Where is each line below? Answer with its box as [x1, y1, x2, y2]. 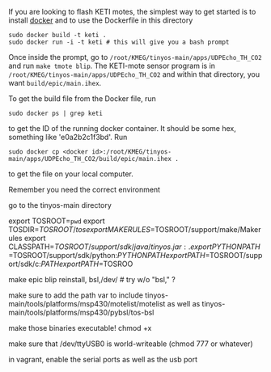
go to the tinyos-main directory [8, 201, 112, 209]
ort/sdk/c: [8, 259, 42, 268]
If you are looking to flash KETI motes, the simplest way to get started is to [8, 7, 256, 16]
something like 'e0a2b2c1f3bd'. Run [8, 133, 128, 142]
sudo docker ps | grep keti [8, 109, 104, 117]
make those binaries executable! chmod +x [8, 323, 152, 332]
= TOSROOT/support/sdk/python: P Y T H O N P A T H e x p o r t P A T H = [8, 251, 210, 260]
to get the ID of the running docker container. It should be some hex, [8, 124, 236, 133]
